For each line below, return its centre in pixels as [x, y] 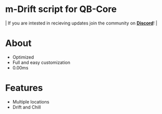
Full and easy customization [41, 62]
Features [24, 88]
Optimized [23, 57]
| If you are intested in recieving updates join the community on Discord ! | [81, 23]
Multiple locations [31, 101]
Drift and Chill [27, 107]
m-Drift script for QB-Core [61, 9]
